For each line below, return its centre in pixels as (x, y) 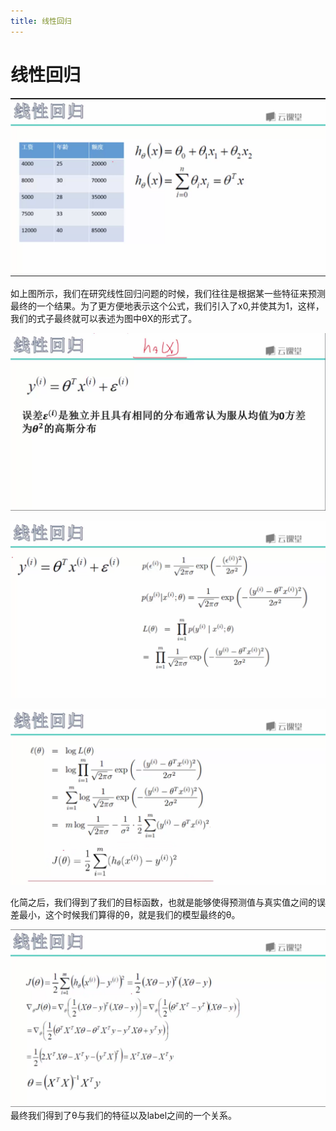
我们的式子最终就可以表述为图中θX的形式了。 (104, 319)
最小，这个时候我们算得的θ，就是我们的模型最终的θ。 (129, 914)
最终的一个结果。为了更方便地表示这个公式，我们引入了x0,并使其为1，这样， (167, 306)
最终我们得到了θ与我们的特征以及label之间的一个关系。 (124, 1116)
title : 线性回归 (41, 21)
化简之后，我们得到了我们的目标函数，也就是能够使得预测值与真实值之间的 (163, 902)
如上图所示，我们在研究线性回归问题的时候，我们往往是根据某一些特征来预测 (168, 294)
